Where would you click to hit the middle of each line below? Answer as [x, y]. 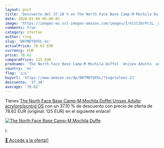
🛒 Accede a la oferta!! [27, 140]
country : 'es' [20, 69]
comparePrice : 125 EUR [28, 60]
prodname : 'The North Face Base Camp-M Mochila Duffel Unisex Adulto [78, 64]
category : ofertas [24, 32]
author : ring [18, 37]
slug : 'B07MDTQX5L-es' [28, 42]
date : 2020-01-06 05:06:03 [32, 19]
